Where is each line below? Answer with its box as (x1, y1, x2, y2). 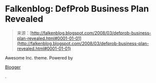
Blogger (5, 64, 21, 70)
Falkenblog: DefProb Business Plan (5, 3, 149, 14)
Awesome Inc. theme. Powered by (5, 55, 73, 60)
